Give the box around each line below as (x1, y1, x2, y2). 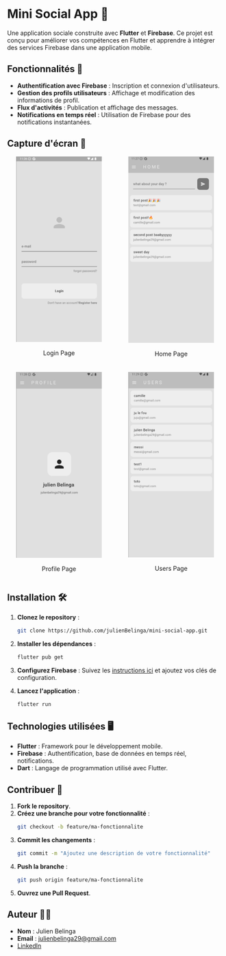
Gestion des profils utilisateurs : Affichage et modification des (16, 88, 195, 97)
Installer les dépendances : (16, 639, 96, 648)
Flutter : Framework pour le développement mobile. (16, 742, 163, 750)
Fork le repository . (16, 802, 71, 811)
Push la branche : (16, 863, 68, 870)
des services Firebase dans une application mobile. (7, 43, 153, 51)
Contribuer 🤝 (7, 784, 63, 796)
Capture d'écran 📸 (7, 138, 87, 149)
